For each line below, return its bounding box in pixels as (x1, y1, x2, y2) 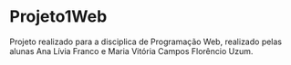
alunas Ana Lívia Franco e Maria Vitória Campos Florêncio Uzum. (9, 45, 254, 56)
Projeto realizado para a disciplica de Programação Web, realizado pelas (9, 36, 283, 47)
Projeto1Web (9, 6, 108, 27)
